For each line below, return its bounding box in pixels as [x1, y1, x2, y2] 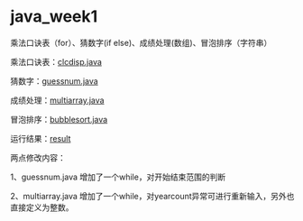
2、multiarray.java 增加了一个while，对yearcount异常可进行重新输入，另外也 [10, 190, 295, 201]
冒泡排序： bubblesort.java [10, 114, 108, 124]
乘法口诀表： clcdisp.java [10, 56, 103, 67]
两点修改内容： [10, 152, 66, 163]
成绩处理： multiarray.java [10, 95, 105, 106]
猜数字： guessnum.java [10, 75, 98, 87]
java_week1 [10, 6, 98, 27]
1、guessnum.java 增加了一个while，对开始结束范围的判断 [10, 171, 226, 182]
